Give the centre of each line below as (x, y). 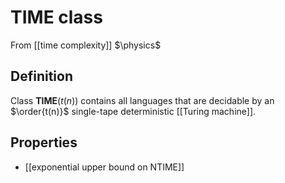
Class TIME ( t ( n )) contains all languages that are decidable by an (142, 100)
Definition (41, 76)
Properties (44, 142)
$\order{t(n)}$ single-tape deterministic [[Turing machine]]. (133, 111)
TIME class (56, 17)
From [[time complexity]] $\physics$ (86, 45)
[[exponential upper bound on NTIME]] (104, 167)
